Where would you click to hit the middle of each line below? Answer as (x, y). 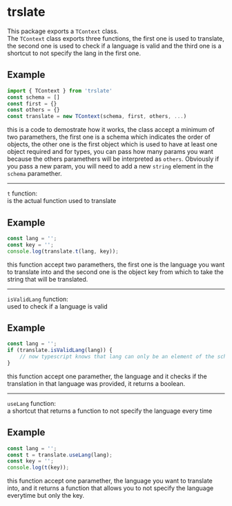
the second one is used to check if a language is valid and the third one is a (114, 46)
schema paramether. (35, 174)
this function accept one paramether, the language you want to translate (110, 481)
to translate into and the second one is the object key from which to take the (116, 272)
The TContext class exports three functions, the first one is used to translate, (116, 38)
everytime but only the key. (46, 496)
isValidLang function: (38, 299)
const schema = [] (33, 97)
